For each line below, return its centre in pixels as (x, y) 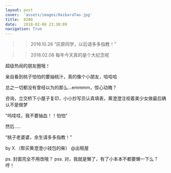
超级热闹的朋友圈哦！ (28, 66)
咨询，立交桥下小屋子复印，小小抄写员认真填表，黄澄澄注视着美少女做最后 (83, 98)
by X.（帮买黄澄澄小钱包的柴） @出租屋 (47, 148)
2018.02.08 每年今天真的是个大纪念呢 (70, 55)
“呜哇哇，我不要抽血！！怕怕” (36, 116)
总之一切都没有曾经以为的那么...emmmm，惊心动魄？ (61, 88)
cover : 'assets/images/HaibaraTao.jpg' (49, 15)
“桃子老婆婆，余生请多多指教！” (39, 137)
